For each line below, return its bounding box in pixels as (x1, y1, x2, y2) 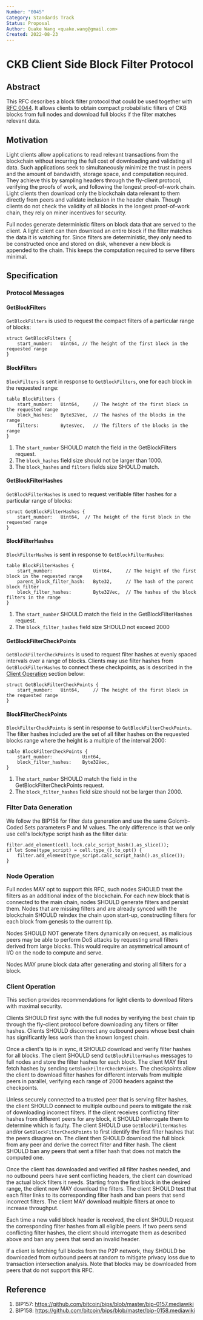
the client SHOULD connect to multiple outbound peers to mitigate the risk (6, 1103, 192, 1110)
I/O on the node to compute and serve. (6, 949, 103, 956)
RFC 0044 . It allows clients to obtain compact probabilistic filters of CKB (6, 104, 187, 112)
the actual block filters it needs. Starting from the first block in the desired (6, 1179, 191, 1186)
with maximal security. (6, 1002, 62, 1010)
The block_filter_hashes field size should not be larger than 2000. (15, 788, 183, 795)
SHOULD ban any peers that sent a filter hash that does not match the (6, 1148, 181, 1155)
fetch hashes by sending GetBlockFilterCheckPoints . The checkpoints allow (6, 1065, 196, 1072)
